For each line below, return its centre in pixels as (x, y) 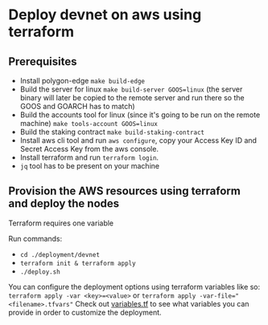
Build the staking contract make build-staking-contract (112, 132)
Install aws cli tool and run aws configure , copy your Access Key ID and (138, 140)
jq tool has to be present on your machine (89, 166)
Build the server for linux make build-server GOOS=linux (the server (131, 89)
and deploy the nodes (64, 203)
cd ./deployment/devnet (60, 254)
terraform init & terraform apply (78, 263)
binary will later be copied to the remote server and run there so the (132, 97)
